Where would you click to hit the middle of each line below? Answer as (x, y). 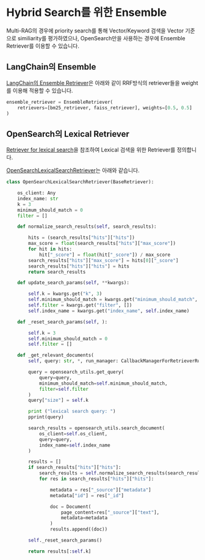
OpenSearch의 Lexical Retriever (68, 134)
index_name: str (38, 198)
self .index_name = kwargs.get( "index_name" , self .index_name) (109, 311)
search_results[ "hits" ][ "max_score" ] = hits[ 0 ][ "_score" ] (103, 260)
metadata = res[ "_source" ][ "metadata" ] (100, 490)
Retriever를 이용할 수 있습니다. (43, 46)
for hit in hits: (50, 249)
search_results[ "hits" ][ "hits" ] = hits (79, 266)
